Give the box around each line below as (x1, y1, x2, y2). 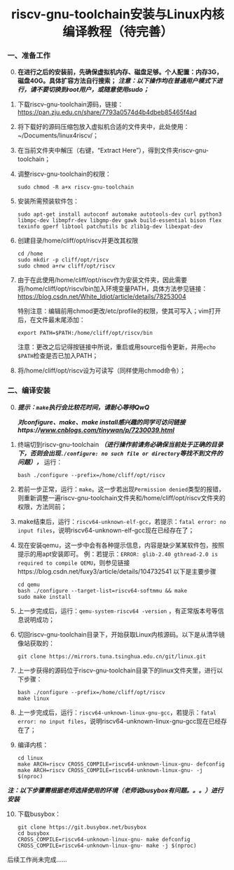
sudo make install (17, 593, 71, 600)
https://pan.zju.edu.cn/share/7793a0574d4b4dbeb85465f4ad (17, 108, 198, 116)
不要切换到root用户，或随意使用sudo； (36, 85, 149, 94)
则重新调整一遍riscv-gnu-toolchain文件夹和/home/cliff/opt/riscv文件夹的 (17, 493, 226, 502)
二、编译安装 (7, 386, 51, 396)
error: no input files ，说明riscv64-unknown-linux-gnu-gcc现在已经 (17, 717, 221, 725)
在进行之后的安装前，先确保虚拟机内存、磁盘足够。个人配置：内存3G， (17, 68, 223, 76)
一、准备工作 (7, 50, 51, 60)
